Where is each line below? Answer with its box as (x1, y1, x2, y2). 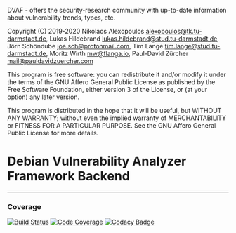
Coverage (7, 201, 42, 211)
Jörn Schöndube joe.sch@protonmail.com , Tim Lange (7, 42, 164, 50)
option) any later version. (7, 93, 79, 101)
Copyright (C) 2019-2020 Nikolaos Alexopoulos (7, 27, 145, 35)
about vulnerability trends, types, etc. (7, 13, 116, 22)
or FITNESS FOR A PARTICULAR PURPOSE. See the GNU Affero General (7, 121, 216, 129)
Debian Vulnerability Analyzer (7, 154, 187, 169)
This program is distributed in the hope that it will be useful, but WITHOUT (7, 107, 222, 114)
